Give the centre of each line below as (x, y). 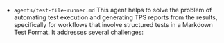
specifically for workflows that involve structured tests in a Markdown (113, 25)
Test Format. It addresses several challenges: (79, 32)
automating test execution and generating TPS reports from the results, (115, 17)
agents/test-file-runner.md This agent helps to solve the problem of (113, 10)
